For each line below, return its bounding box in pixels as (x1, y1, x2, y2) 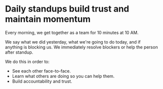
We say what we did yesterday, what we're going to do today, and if (5, 39, 141, 44)
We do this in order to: (5, 59, 50, 64)
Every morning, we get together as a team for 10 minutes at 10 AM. (5, 30, 139, 35)
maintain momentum (5, 14, 91, 25)
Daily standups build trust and (5, 3, 129, 15)
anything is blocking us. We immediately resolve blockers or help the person (5, 44, 158, 50)
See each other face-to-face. (12, 68, 71, 74)
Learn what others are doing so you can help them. (12, 73, 115, 79)
